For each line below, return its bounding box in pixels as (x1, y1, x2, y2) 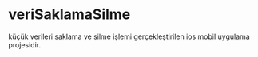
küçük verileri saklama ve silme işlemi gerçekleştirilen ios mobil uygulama (8, 32, 250, 41)
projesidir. (8, 40, 42, 49)
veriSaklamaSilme (8, 6, 131, 24)
